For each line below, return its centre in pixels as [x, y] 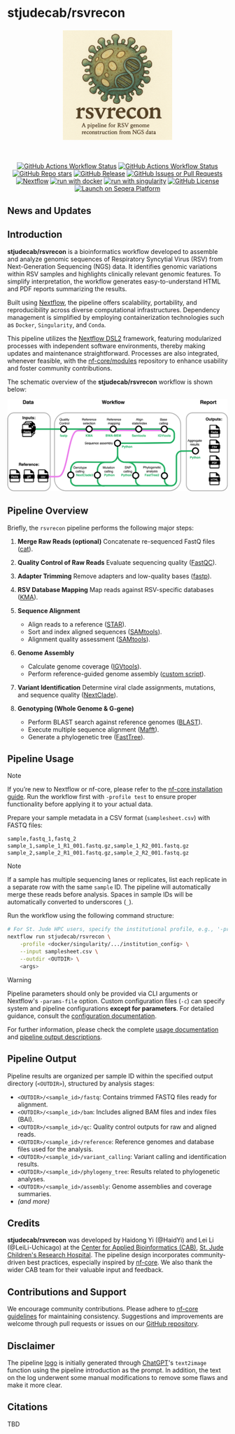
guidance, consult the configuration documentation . [82, 1016]
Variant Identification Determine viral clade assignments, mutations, [116, 687]
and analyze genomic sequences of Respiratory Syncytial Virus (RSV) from [115, 259]
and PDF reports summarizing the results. [67, 288]
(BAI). [26, 1119]
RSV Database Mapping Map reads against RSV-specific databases [116, 589]
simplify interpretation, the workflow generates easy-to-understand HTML [114, 281]
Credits [24, 1223]
